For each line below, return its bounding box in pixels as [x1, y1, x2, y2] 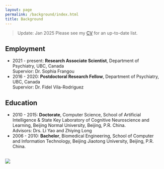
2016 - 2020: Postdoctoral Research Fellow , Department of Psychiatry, [12, 74, 159, 80]
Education [5, 98, 38, 107]
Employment [5, 44, 46, 53]
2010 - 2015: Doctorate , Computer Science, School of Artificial [12, 112, 141, 117]
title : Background [5, 16, 43, 21]
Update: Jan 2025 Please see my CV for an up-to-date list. [17, 30, 138, 36]
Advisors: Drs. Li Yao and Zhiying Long [12, 128, 92, 133]
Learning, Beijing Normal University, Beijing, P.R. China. [12, 122, 126, 128]
